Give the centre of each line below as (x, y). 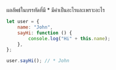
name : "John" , (35, 27)
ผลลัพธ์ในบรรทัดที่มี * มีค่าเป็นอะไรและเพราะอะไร (56, 10)
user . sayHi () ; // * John (38, 61)
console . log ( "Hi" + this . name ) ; (70, 38)
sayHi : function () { (45, 33)
